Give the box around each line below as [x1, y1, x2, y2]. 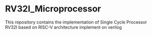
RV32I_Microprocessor [5, 3, 101, 14]
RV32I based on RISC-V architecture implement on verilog [5, 24, 122, 30]
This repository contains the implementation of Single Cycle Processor [5, 19, 148, 25]
